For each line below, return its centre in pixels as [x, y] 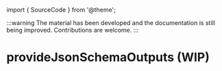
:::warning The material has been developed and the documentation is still [111, 23]
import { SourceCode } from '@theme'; [61, 10]
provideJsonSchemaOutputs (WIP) [108, 57]
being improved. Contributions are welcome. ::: [73, 30]
